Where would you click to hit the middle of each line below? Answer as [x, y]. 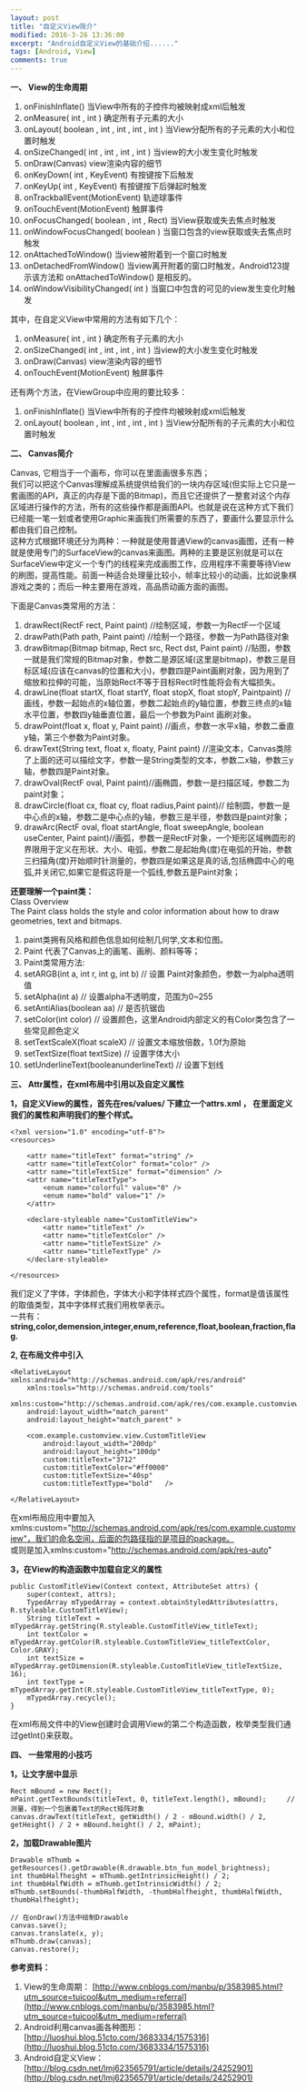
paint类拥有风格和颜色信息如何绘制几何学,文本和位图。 [125, 940]
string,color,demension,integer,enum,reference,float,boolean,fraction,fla [153, 1326]
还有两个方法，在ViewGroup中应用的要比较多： [99, 392]
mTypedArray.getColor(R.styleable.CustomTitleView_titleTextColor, [141, 1642]
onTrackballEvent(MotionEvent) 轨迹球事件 [103, 197]
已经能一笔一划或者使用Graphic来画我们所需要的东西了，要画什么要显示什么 [152, 518]
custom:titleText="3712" [90, 1460]
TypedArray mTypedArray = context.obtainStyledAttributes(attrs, [153, 1602]
